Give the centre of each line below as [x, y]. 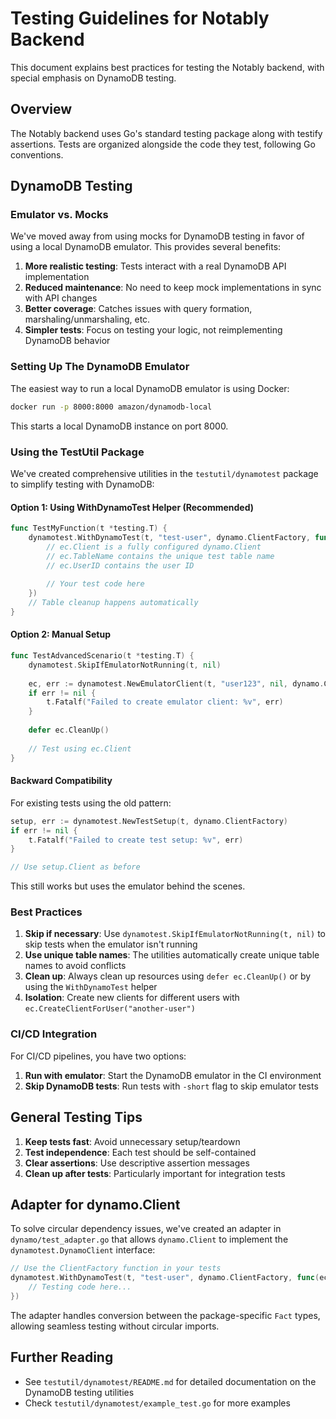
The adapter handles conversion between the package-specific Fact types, [165, 1315]
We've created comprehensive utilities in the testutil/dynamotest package [164, 473]
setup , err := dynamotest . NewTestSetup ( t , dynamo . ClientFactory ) [149, 821]
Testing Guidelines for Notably [140, 18]
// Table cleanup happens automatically [113, 603]
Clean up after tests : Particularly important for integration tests [155, 1173]
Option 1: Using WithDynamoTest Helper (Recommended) [132, 507]
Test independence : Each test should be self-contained [140, 1152]
